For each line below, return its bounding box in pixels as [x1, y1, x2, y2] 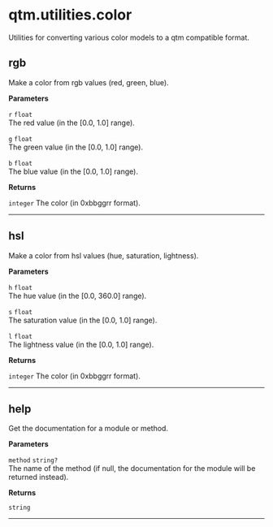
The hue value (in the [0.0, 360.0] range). [8, 291, 147, 300]
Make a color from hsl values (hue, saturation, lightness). [8, 250, 199, 261]
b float [8, 159, 32, 167]
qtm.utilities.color [8, 6, 132, 24]
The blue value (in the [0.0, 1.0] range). [8, 166, 138, 176]
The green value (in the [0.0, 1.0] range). [8, 142, 144, 152]
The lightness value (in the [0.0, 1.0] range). [8, 339, 154, 349]
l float [8, 332, 32, 340]
